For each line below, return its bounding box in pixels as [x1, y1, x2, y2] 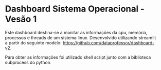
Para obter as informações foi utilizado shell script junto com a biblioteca [5, 54, 151, 60]
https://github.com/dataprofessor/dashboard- [62, 40, 155, 45]
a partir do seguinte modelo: [5, 40, 62, 45]
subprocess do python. [5, 59, 52, 65]
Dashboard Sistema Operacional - [5, 3, 145, 14]
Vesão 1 [5, 14, 37, 25]
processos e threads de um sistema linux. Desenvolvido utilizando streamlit [5, 35, 156, 41]
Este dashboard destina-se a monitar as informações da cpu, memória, [5, 29, 147, 35]
